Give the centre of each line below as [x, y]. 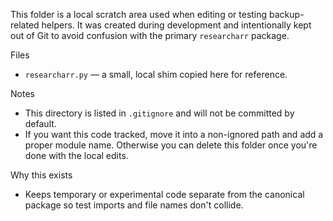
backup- [287, 14]
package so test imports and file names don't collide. [134, 205]
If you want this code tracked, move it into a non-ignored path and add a [174, 134]
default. [40, 123]
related [25, 25]
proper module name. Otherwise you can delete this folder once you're [171, 145]
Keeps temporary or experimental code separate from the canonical [164, 194]
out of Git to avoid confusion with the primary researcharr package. [150, 35]
